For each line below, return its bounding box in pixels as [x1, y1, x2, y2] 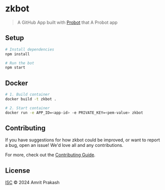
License [5, 166, 30, 175]
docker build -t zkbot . [5, 96, 57, 102]
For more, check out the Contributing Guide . [5, 152, 96, 158]
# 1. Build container [5, 92, 50, 97]
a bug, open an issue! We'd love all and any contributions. [5, 142, 123, 148]
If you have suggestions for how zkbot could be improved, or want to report [5, 137, 160, 143]
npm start [5, 65, 26, 70]
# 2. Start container [5, 105, 50, 111]
